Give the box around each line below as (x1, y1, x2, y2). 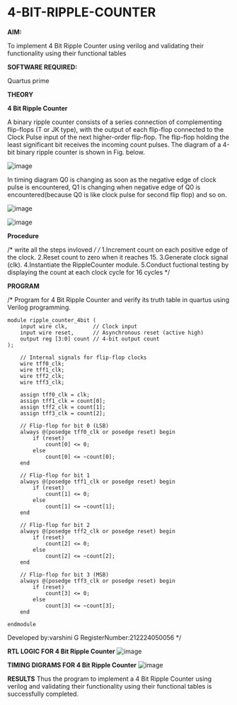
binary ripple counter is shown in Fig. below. (16, 148, 145, 156)
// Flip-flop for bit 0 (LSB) (20, 422, 110, 429)
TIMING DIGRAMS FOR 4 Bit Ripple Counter (7, 660, 137, 669)
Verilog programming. (7, 303, 71, 311)
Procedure (7, 231, 39, 240)
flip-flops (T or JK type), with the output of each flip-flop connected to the (7, 125, 224, 133)
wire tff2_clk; (20, 372, 65, 379)
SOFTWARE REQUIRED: (7, 62, 78, 71)
